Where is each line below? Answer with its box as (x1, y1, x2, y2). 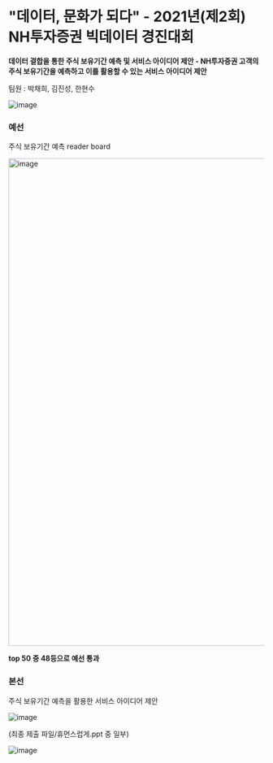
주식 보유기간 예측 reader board (8, 141, 111, 151)
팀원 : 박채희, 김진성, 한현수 (8, 83, 95, 93)
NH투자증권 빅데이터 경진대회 (8, 28, 194, 46)
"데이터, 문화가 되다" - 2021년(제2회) (8, 7, 246, 26)
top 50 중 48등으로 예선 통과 (8, 653, 100, 663)
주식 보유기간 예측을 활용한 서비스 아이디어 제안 (8, 696, 158, 705)
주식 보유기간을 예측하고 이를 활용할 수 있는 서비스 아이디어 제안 (8, 66, 207, 76)
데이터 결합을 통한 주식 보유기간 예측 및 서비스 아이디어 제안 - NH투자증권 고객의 (8, 56, 259, 66)
